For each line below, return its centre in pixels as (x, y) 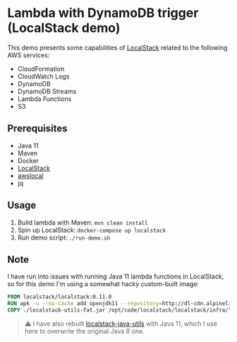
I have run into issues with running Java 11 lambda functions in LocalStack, (116, 276)
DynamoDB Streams (47, 91)
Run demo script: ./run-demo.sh (64, 237)
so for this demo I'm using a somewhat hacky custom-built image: (103, 284)
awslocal (30, 175)
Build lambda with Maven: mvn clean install (83, 222)
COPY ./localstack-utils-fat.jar (56, 310)
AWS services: (29, 55)
